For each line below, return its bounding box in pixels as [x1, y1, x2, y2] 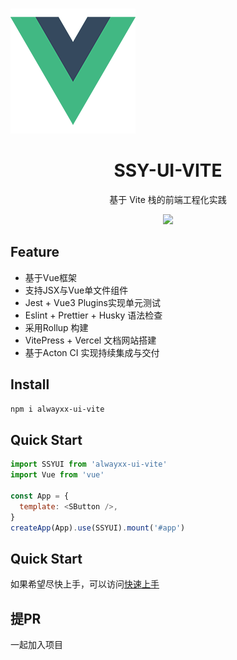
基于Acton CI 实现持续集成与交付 [24, 346, 160, 358]
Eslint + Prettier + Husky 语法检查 [24, 309, 163, 321]
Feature [10, 244, 60, 261]
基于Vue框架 [24, 271, 77, 283]
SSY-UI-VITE [113, 159, 223, 182]
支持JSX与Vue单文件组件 [24, 284, 129, 296]
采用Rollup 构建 [24, 321, 89, 333]
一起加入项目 [10, 639, 63, 650]
